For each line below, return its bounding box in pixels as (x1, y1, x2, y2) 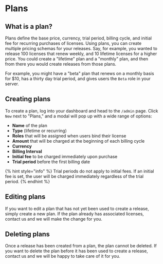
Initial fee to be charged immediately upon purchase (12, 153, 118, 159)
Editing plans (5, 193, 46, 201)
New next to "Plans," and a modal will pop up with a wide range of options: (5, 113, 152, 119)
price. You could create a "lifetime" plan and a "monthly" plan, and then (5, 56, 148, 61)
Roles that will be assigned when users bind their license (12, 132, 127, 139)
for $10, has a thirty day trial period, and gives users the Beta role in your (5, 76, 151, 81)
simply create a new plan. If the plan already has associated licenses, (5, 210, 144, 217)
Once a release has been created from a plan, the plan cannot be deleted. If (5, 243, 157, 249)
